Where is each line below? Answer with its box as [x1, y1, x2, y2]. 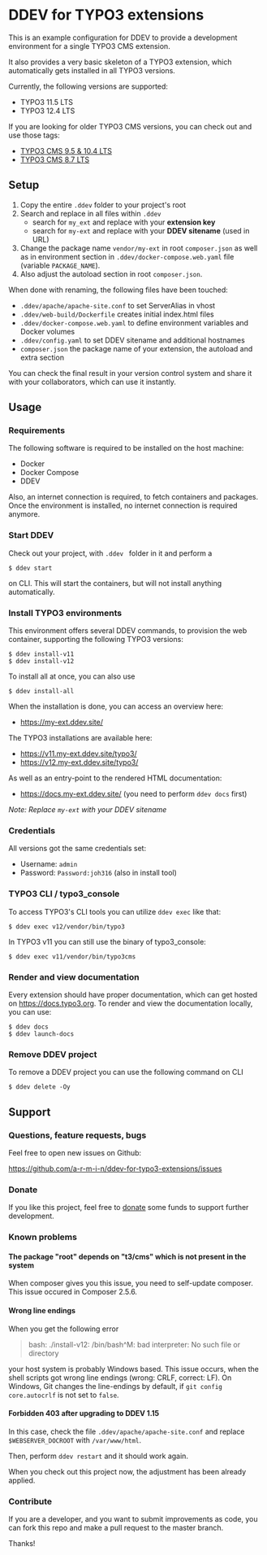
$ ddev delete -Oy [8, 1083, 71, 1091]
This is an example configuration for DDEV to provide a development [8, 33, 238, 42]
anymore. [8, 509, 41, 519]
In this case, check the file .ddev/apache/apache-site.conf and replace [8, 1426, 245, 1436]
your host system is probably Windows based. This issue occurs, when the [8, 1364, 260, 1374]
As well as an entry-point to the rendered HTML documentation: [8, 773, 222, 783]
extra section [19, 352, 65, 362]
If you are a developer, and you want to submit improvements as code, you [8, 1514, 258, 1524]
